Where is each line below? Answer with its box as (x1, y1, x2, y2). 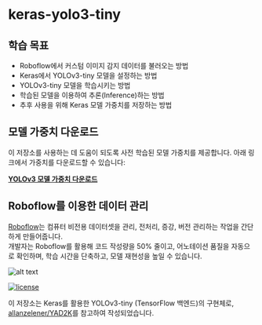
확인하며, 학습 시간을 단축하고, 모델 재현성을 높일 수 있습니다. (16, 251, 202, 261)
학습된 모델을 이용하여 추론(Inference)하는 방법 (19, 90, 165, 100)
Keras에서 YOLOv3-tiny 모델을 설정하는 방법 (19, 71, 158, 80)
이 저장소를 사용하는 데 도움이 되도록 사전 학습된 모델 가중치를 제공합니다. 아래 (8, 148, 247, 157)
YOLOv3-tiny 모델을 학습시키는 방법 (19, 81, 131, 89)
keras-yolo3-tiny (8, 5, 122, 24)
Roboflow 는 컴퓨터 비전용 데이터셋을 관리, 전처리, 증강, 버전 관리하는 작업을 (8, 221, 239, 231)
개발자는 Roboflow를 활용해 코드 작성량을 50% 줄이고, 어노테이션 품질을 (8, 241, 230, 250)
